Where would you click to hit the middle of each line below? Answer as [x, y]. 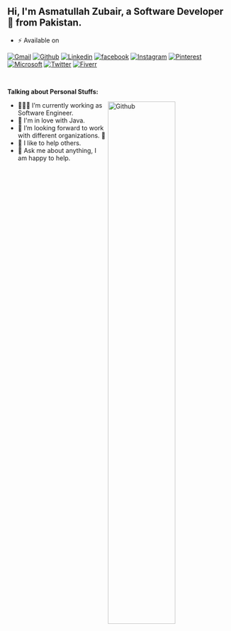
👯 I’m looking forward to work [61, 127]
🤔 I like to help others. [49, 143]
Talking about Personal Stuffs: [53, 91]
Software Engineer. [45, 113]
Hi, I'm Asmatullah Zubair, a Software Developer [115, 12]
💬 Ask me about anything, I [57, 150]
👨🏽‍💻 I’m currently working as [60, 105]
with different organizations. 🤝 [62, 135]
